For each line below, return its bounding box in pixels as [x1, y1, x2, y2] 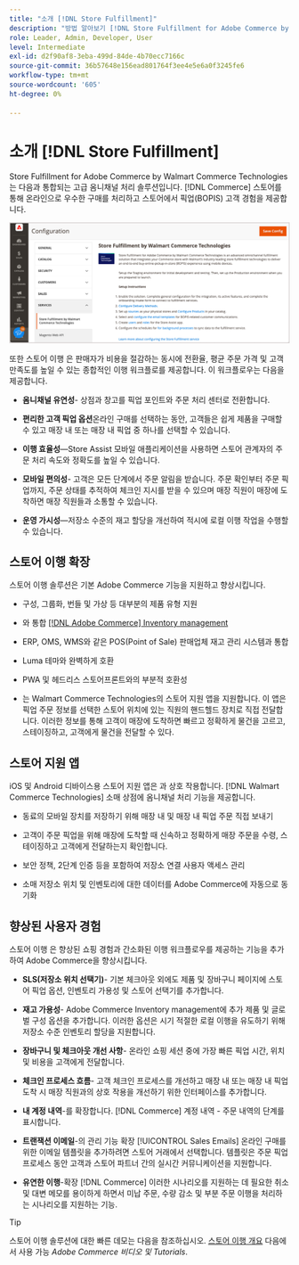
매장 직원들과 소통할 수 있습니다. [45, 496, 158, 506]
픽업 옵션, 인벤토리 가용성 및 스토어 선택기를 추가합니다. [31, 985, 224, 996]
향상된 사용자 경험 [9, 918, 101, 933]
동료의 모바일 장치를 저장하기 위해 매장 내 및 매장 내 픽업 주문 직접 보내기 [21, 811, 274, 822]
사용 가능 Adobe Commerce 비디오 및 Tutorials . [18, 1246, 189, 1257]
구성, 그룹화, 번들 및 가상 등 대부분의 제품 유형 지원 [21, 598, 198, 610]
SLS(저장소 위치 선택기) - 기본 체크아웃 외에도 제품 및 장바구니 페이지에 [21, 973, 267, 984]
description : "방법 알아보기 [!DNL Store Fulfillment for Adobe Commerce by [9, 23, 289, 33]
